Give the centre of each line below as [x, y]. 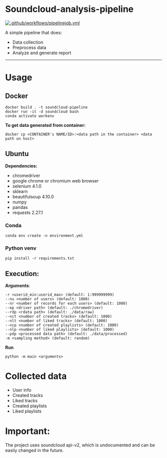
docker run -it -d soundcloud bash [42, 111]
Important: [28, 431]
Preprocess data [29, 47]
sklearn [20, 191]
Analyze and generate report [42, 53]
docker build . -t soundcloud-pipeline [46, 107]
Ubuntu [17, 154]
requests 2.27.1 [28, 212]
